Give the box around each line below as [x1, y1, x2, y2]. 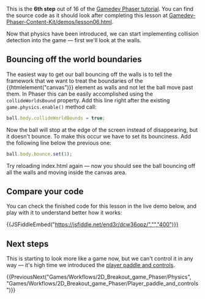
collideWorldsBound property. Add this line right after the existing [6, 96, 170, 104]
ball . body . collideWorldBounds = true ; [6, 115, 105, 121]
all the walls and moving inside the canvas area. [6, 168, 127, 176]
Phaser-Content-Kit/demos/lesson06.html [6, 18, 112, 25]
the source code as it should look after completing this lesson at [6, 12, 168, 19]
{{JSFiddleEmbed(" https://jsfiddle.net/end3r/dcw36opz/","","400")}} [6, 221, 179, 229]
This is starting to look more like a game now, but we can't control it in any [6, 255, 193, 262]
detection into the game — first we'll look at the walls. [6, 37, 142, 44]
